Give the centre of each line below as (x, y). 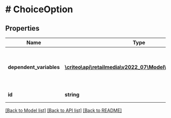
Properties (22, 28)
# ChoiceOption (39, 9)
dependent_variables (34, 67)
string (72, 95)
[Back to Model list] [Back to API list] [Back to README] (64, 110)
